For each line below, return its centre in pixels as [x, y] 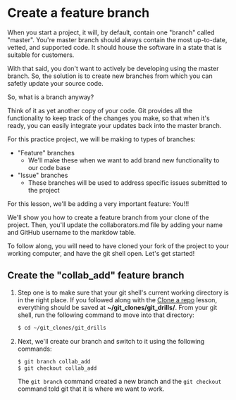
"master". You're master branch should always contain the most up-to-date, [117, 39]
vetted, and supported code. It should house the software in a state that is [114, 47]
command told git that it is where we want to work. [91, 389]
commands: [35, 349]
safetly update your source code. [55, 83]
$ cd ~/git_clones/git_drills [62, 328]
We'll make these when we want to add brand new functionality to [124, 160]
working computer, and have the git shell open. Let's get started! [101, 253]
